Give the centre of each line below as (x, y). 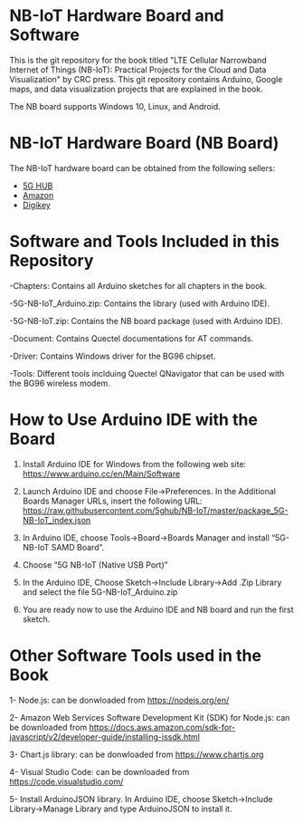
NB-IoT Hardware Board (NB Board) (144, 144)
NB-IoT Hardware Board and (117, 16)
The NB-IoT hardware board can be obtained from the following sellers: (142, 167)
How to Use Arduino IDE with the (133, 420)
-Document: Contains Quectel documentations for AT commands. (132, 338)
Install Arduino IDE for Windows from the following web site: (134, 464)
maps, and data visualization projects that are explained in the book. (137, 89)
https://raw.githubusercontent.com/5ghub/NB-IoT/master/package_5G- (155, 510)
